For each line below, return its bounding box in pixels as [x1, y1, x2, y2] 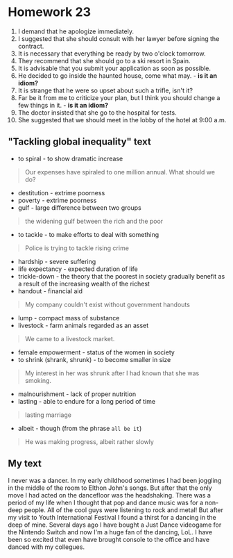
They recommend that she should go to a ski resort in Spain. [17, 56, 191, 65]
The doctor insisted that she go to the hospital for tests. [17, 108, 177, 117]
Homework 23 [8, 4, 91, 20]
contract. [17, 42, 44, 50]
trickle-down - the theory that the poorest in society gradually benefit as [17, 272, 225, 280]
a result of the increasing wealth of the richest [17, 279, 150, 288]
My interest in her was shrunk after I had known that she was [24, 369, 200, 377]
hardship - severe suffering [17, 257, 96, 265]
